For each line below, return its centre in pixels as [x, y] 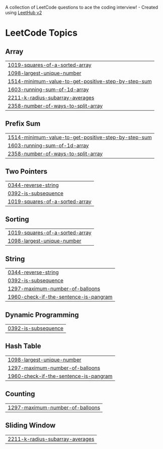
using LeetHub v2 [24, 13]
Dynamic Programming [42, 315]
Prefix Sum [23, 124]
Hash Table [23, 346]
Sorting [17, 219]
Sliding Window [30, 426]
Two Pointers [26, 171]
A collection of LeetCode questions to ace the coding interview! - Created [82, 7]
